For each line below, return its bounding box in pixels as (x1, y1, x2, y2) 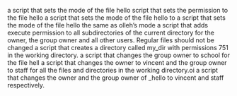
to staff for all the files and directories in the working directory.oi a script (7, 66, 218, 74)
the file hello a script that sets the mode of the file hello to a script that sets (7, 13, 226, 22)
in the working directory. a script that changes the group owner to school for (7, 51, 231, 59)
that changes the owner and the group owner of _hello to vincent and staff (7, 73, 224, 82)
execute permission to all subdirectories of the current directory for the (7, 28, 214, 37)
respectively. (7, 81, 45, 89)
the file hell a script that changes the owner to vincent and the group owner (7, 59, 228, 66)
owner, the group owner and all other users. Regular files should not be (7, 36, 214, 44)
